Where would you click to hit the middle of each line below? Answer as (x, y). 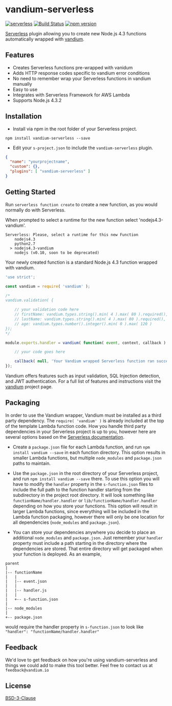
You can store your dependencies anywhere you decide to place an (84, 532)
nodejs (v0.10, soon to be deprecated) (57, 252)
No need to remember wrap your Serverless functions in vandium (82, 79)
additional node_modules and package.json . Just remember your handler (88, 538)
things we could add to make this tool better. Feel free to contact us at (79, 665)
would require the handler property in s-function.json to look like (74, 626)
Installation (24, 116)
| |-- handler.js (26, 590)
